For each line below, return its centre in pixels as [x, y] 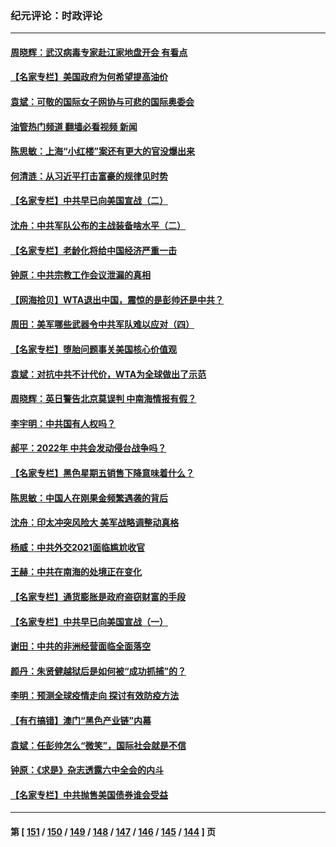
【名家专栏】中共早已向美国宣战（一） [89, 621]
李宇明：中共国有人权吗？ [63, 423]
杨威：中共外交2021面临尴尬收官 [78, 547]
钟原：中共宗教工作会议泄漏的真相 [80, 275]
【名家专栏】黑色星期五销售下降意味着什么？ [102, 473]
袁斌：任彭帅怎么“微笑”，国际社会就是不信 [98, 745]
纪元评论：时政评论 [56, 15]
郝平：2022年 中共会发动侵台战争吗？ [88, 448]
